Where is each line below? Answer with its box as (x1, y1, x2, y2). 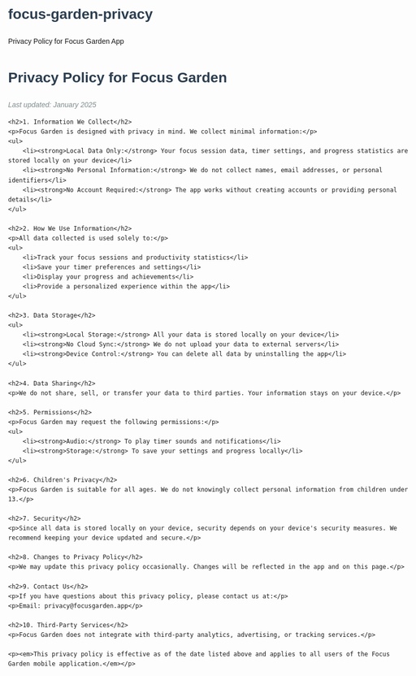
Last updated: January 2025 (8, 100, 97, 109)
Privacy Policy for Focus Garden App (8, 37, 124, 45)
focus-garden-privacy (8, 6, 154, 23)
